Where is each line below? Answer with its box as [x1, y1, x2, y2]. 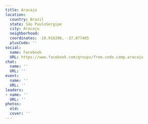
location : [5, 12, 26, 17]
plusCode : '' [10, 40, 37, 46]
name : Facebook [10, 50, 42, 55]
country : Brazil [10, 17, 44, 22]
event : [5, 73, 19, 78]
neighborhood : [10, 31, 39, 36]
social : [5, 45, 22, 50]
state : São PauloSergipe [10, 21, 62, 27]
